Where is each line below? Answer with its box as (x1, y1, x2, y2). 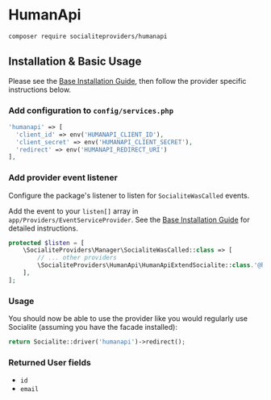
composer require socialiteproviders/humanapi (8, 32, 168, 40)
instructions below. (8, 85, 71, 94)
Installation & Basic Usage (8, 55, 142, 69)
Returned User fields (8, 356, 91, 368)
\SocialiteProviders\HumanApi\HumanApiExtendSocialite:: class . (37, 261, 254, 269)
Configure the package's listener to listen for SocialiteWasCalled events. (8, 190, 250, 200)
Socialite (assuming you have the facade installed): (8, 323, 177, 332)
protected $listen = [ (8, 239, 85, 247)
